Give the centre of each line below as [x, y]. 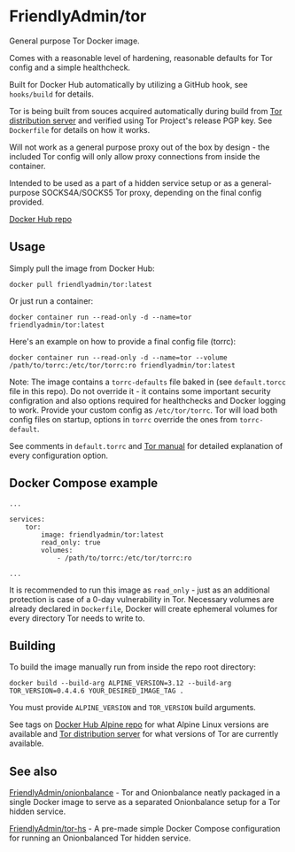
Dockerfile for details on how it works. [80, 129]
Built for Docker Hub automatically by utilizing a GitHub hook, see [128, 84]
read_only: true [71, 542]
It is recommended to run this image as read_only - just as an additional [140, 590]
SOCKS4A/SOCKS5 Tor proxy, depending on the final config [151, 192]
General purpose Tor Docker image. [74, 41]
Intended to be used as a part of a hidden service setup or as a [124, 182]
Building [32, 645]
